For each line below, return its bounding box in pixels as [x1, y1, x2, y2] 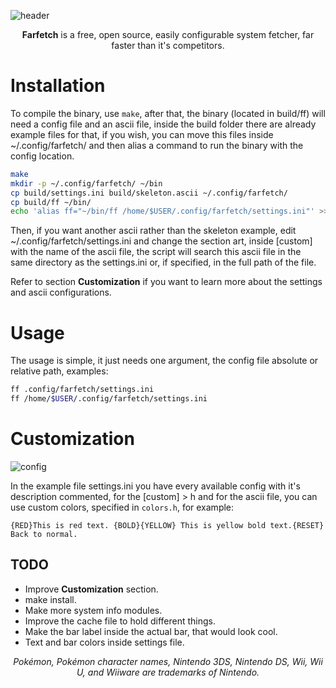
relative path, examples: [10, 365, 109, 377]
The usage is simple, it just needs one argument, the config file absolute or [10, 355, 319, 367]
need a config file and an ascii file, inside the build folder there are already [10, 118, 317, 130]
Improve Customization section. [24, 583, 159, 595]
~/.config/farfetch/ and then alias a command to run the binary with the [10, 139, 304, 151]
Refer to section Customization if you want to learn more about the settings [10, 276, 323, 288]
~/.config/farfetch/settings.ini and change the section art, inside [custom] [10, 235, 313, 247]
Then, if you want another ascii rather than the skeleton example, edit [10, 225, 297, 237]
